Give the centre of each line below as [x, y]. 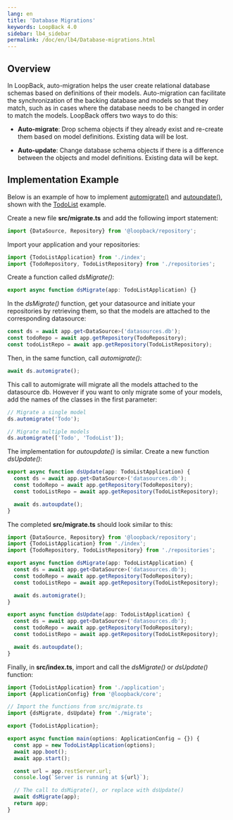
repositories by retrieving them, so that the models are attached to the [109, 311]
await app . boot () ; [41, 752]
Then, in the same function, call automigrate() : [75, 358]
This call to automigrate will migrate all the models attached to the [103, 384]
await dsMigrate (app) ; [47, 797]
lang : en [20, 14]
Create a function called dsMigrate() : [61, 277]
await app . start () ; [42, 758]
